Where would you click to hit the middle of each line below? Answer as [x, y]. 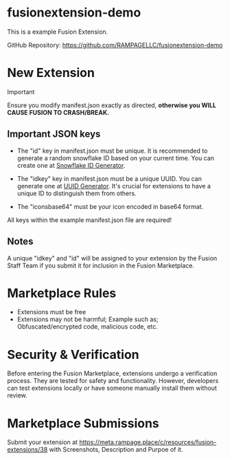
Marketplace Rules [62, 293]
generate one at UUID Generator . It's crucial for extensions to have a [114, 186]
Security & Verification [73, 354]
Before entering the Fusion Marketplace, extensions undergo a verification [112, 373]
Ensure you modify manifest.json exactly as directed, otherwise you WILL [112, 105]
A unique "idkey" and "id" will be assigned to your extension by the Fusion [112, 258]
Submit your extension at [42, 442]
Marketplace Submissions [83, 423]
